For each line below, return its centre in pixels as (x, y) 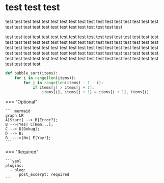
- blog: (18, 170)
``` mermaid (18, 111)
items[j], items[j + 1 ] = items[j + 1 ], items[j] (95, 92)
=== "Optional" (21, 102)
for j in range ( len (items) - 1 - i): (63, 83)
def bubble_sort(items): (32, 73)
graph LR (15, 116)
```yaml (13, 161)
